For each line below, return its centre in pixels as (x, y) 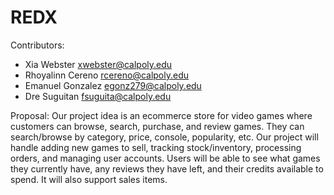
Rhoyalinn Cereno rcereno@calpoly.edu (107, 75)
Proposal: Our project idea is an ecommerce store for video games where (161, 115)
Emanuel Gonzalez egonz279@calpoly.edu (113, 85)
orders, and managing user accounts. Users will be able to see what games (165, 158)
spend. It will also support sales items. (89, 179)
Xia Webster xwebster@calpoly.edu (98, 64)
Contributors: (37, 45)
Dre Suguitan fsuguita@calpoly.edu (98, 96)
